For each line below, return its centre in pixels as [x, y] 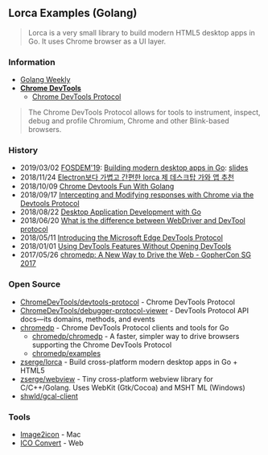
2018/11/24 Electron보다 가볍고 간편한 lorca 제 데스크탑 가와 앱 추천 [127, 177]
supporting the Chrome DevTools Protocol [102, 345]
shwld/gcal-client [49, 396]
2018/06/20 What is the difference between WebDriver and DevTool [132, 221]
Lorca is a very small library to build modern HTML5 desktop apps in [142, 32]
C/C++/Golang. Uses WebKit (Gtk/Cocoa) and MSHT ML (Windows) [132, 387]
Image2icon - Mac [50, 434]
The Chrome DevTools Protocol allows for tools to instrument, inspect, [144, 113]
